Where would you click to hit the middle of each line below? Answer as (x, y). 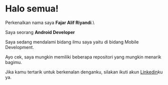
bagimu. (14, 62)
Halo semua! (32, 9)
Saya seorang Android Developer (40, 32)
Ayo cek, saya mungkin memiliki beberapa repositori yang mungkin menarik (83, 57)
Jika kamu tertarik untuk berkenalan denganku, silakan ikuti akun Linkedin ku (84, 72)
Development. (20, 47)
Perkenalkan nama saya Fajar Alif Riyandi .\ (50, 22)
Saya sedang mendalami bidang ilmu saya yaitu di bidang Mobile (72, 42)
